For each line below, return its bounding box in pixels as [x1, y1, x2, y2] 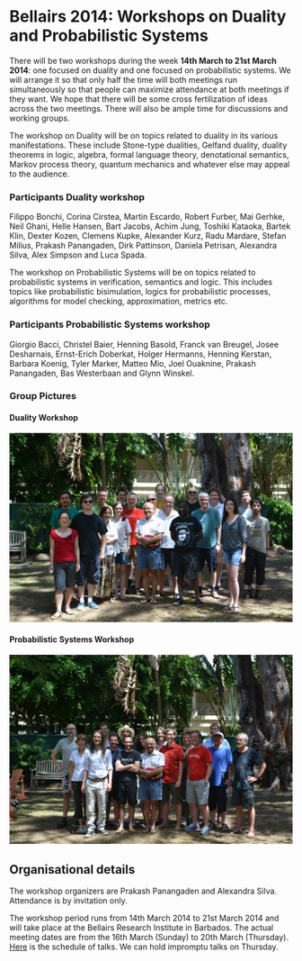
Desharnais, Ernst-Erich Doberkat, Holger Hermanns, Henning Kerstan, [9, 349, 272, 359]
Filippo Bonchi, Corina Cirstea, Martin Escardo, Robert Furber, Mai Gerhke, [9, 212, 286, 222]
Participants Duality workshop [9, 191, 146, 204]
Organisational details [9, 862, 136, 877]
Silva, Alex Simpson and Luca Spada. [9, 249, 147, 260]
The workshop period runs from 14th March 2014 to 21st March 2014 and [9, 912, 280, 923]
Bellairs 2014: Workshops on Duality [9, 6, 287, 27]
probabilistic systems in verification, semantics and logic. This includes [9, 277, 272, 287]
